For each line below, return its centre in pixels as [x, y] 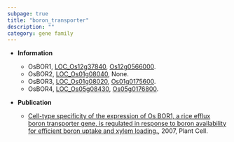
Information [35, 53]
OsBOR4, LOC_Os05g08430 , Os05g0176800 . [93, 89]
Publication [34, 103]
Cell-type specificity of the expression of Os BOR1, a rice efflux [119, 116]
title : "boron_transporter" [48, 20]
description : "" [31, 27]
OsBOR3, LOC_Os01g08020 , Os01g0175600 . [92, 82]
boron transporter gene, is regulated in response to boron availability [127, 124]
